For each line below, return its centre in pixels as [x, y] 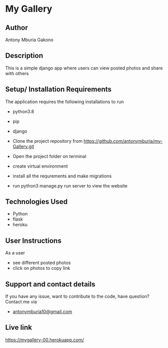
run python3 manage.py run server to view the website [70, 185]
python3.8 [23, 111]
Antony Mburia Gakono [29, 40]
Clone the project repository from [47, 141]
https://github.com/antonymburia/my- [123, 141]
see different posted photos [42, 263]
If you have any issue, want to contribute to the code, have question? [77, 296]
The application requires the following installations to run [65, 102]
